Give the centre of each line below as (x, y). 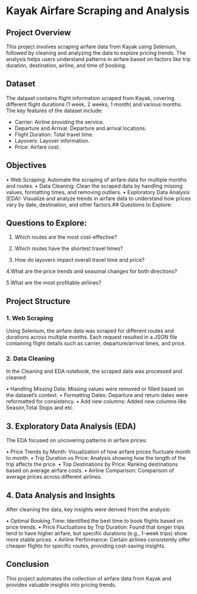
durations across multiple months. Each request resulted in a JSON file (92, 337)
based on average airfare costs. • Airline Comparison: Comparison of (90, 470)
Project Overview (39, 33)
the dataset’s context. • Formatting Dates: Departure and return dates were (97, 395)
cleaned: (17, 378)
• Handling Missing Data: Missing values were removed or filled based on (95, 389)
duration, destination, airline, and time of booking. (66, 65)
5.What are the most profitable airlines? (54, 283)
